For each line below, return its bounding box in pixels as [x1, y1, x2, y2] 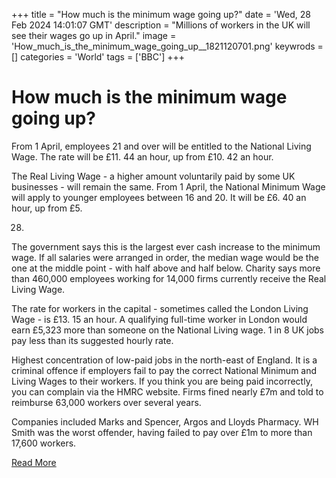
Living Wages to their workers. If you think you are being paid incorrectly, [11, 375, 313, 387]
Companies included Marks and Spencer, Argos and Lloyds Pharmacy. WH [11, 415, 319, 428]
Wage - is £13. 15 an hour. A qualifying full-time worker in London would [11, 313, 308, 325]
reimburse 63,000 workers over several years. [11, 396, 202, 408]
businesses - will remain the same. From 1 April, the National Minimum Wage [11, 180, 326, 193]
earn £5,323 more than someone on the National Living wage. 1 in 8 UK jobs [11, 324, 325, 336]
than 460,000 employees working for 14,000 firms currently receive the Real [11, 272, 327, 284]
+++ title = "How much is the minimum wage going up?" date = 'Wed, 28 [11, 9, 311, 20]
